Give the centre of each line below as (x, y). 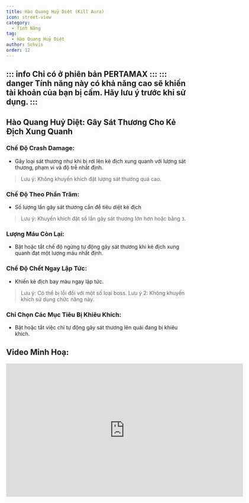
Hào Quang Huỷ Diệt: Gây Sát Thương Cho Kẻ (91, 122)
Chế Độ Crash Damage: (41, 148)
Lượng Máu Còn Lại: (35, 234)
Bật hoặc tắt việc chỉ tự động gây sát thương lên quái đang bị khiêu (96, 328)
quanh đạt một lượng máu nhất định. (59, 253)
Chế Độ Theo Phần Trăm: (43, 194)
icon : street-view (29, 17)
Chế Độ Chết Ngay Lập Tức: (47, 268)
